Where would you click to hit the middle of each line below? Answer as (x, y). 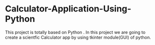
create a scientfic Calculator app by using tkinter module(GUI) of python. (78, 37)
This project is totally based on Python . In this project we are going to (75, 32)
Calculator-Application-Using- (68, 9)
